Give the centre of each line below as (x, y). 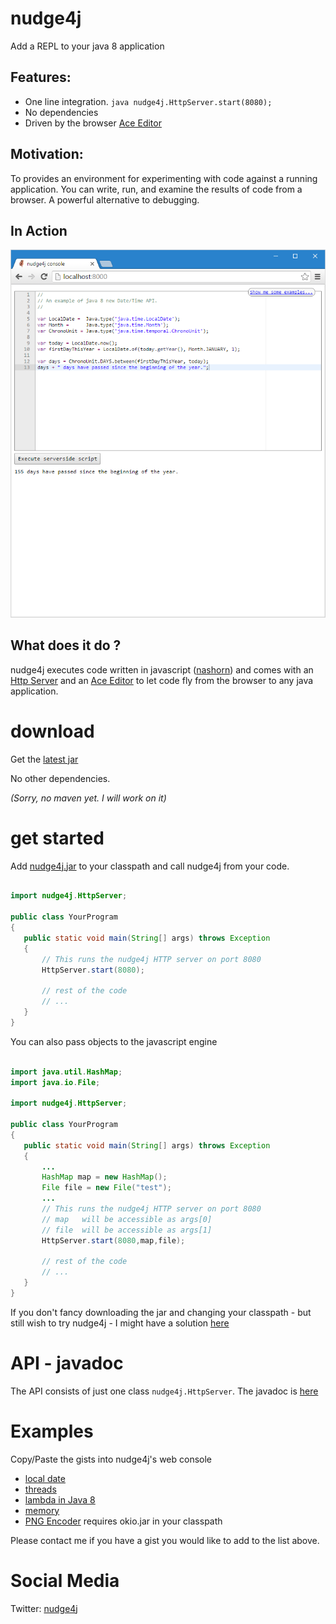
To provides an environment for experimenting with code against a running (164, 178)
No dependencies (61, 112)
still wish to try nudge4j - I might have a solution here (120, 1323)
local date (45, 1478)
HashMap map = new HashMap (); (104, 1177)
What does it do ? (66, 645)
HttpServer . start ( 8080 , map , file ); (113, 1240)
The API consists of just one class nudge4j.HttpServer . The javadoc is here (164, 1391)
